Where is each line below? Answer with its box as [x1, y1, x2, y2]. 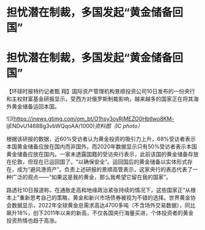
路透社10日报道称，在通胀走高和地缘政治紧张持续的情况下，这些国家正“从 [6, 187, 191, 194]
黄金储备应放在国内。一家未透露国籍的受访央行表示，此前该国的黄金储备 [6, 151, 188, 158]
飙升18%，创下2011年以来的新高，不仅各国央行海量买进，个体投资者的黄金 [6, 209, 194, 217]
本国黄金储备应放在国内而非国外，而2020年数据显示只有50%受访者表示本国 [6, 143, 197, 150]
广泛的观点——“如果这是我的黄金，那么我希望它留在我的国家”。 [11, 173, 172, 181]
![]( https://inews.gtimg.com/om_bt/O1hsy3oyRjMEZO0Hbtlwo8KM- [6, 115, 174, 123]
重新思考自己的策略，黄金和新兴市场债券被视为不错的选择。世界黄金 [19, 194, 191, 201]
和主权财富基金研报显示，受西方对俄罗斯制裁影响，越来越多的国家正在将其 [6, 95, 193, 102]
